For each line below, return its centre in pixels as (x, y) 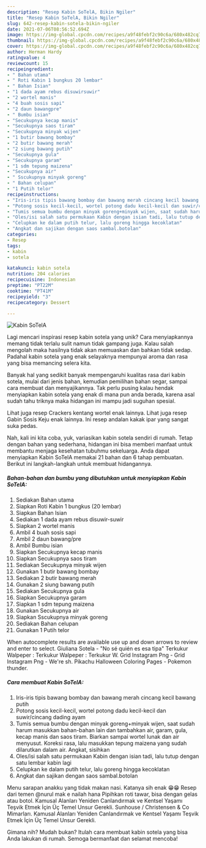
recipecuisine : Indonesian (41, 280)
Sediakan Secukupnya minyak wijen (61, 565)
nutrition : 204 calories (39, 274)
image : (15, 35)
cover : (15, 47)
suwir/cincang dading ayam (51, 717)
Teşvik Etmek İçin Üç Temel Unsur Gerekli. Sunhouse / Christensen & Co (98, 808)
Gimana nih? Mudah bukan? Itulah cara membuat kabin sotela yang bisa (97, 832)
